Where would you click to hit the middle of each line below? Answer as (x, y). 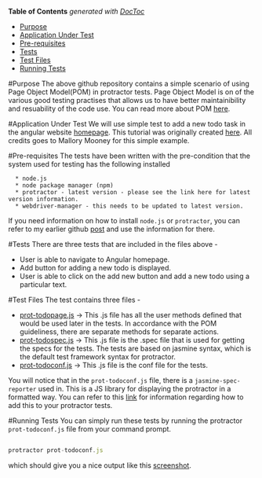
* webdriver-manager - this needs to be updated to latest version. (129, 206)
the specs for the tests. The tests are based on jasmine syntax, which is (135, 348)
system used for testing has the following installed (89, 164)
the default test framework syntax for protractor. (98, 357)
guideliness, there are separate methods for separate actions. (119, 332)
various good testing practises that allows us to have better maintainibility (127, 100)
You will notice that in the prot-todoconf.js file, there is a (101, 380)
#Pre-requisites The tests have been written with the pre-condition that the (129, 156)
